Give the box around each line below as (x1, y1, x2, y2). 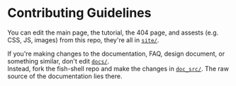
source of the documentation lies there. (7, 72, 123, 80)
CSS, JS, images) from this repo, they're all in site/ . (7, 35, 159, 44)
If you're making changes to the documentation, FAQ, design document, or (7, 49, 225, 58)
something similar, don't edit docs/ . (7, 56, 110, 65)
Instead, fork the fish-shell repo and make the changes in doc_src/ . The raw (7, 64, 229, 73)
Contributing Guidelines (7, 5, 152, 21)
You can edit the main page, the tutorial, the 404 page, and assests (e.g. (7, 28, 219, 37)
